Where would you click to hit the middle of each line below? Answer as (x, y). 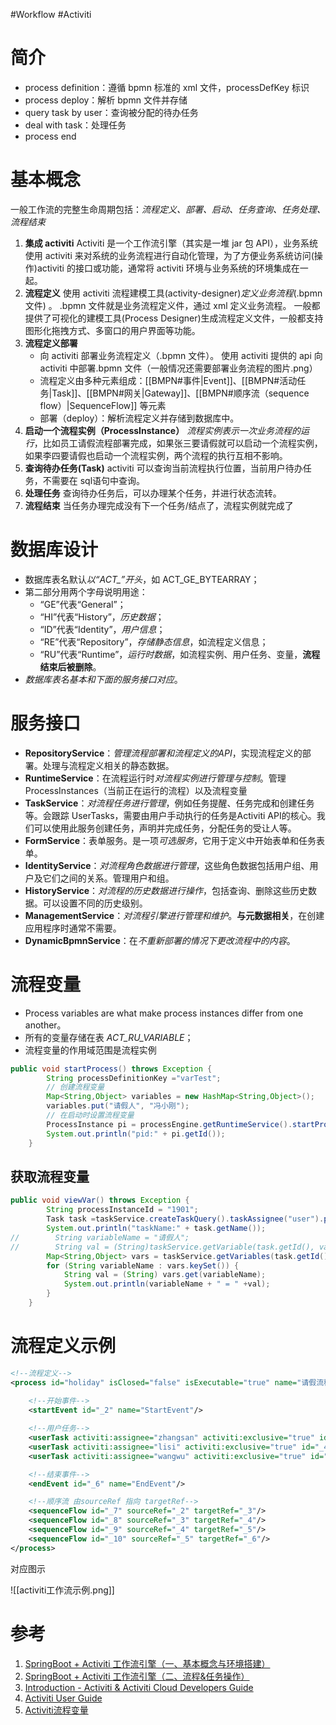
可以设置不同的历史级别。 (95, 903)
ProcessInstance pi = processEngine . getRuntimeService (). (169, 1124)
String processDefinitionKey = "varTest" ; (134, 1078)
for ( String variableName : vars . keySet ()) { (143, 1265)
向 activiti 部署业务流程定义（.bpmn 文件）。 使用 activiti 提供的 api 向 (181, 355)
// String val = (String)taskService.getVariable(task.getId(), (162, 1247)
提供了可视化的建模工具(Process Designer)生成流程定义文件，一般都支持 (174, 318)
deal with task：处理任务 (75, 125)
